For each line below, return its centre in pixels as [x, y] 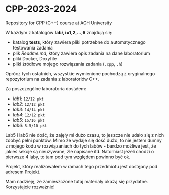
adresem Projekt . [23, 172]
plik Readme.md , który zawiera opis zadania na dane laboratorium [81, 53]
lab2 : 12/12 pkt [29, 104]
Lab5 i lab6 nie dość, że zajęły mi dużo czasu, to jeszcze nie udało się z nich [85, 135]
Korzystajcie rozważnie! [30, 187]
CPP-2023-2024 [41, 9]
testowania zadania [33, 47]
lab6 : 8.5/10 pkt [30, 125]
